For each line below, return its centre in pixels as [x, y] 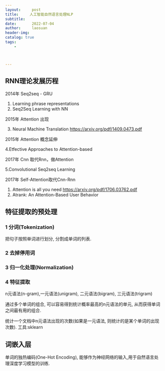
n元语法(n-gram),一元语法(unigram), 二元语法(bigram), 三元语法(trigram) [79, 294]
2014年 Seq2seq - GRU [29, 94]
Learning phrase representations [46, 104]
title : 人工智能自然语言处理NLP [39, 14]
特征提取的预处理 [31, 212]
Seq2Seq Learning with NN [40, 109]
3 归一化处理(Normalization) [39, 267]
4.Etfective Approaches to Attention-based [49, 149]
